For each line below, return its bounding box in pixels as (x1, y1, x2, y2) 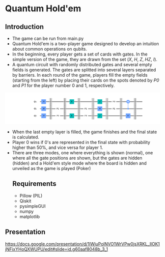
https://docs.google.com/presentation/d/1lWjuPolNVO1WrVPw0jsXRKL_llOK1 (5, 241, 160, 247)
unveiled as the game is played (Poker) (12, 165, 91, 171)
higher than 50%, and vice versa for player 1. (12, 144, 103, 150)
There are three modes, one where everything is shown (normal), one (12, 149, 153, 155)
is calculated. (12, 134, 39, 140)
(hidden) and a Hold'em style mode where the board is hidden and (12, 160, 147, 166)
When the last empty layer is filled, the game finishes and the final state (12, 129, 157, 135)
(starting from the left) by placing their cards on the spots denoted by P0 (12, 77, 160, 83)
